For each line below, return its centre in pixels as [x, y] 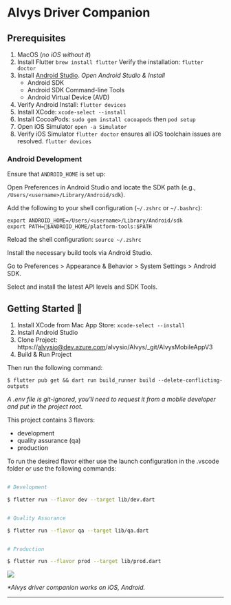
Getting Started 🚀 [45, 308]
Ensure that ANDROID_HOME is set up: [56, 174]
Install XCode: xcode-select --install [71, 112]
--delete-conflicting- [190, 380]
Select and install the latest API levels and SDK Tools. [82, 287]
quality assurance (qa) [49, 441]
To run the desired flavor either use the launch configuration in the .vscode [113, 461]
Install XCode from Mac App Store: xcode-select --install [101, 325]
